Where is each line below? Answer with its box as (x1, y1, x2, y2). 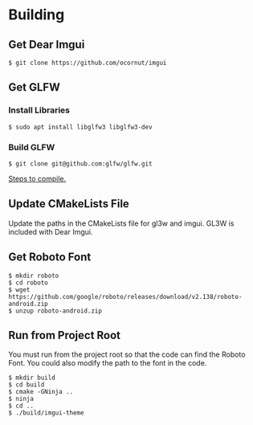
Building (8, 6, 65, 24)
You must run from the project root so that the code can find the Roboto (8, 349, 246, 359)
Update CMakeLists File (8, 197, 130, 210)
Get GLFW (8, 80, 60, 94)
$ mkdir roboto (8, 272, 59, 280)
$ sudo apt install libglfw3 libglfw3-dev (8, 123, 153, 131)
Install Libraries (8, 104, 71, 116)
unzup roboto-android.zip (15, 307, 103, 315)
